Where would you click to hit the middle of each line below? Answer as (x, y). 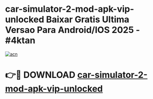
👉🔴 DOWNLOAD (40, 75)
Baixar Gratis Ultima (88, 19)
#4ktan (20, 41)
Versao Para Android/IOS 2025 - (73, 30)
